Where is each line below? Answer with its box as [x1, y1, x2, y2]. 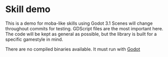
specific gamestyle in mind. [5, 36, 63, 42]
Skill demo [5, 4, 51, 15]
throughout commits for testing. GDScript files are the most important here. [5, 25, 163, 31]
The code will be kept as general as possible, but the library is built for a [5, 31, 157, 37]
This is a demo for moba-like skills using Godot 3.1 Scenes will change [5, 20, 153, 26]
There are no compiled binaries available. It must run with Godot [5, 46, 140, 52]
